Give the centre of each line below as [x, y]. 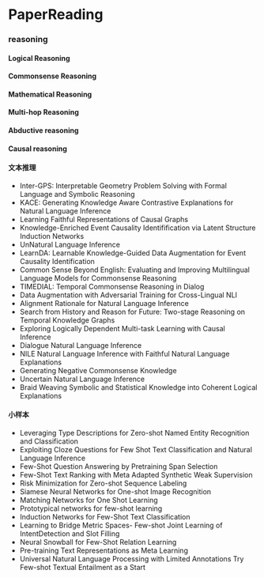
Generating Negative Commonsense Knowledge [98, 370]
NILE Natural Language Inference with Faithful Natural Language [124, 353]
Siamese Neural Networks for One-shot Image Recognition [115, 492]
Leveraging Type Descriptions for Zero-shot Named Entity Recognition [134, 433]
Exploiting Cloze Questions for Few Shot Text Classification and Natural [136, 450]
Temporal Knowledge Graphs [67, 320]
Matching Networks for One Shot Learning [89, 501]
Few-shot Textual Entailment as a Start [83, 568]
